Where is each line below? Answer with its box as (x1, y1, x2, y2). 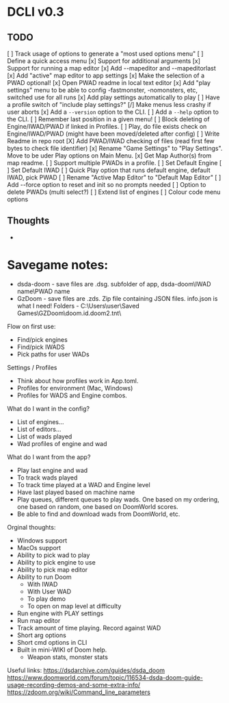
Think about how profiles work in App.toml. (16, 376, 139, 384)
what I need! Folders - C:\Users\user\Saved (16, 301, 140, 310)
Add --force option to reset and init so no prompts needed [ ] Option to (7, 181, 206, 188)
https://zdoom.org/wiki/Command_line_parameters (7, 688, 150, 696)
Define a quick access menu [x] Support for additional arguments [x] (7, 57, 200, 65)
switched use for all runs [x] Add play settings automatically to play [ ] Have (7, 93, 220, 101)
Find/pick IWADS (16, 343, 65, 351)
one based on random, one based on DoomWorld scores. (16, 502, 179, 510)
